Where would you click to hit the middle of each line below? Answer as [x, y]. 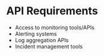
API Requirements [52, 11]
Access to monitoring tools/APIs [55, 27]
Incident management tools [49, 46]
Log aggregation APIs [42, 40]
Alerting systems [36, 33]
